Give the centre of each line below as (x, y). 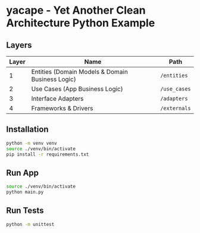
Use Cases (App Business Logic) (77, 89)
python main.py (25, 192)
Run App (23, 173)
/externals (176, 108)
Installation (27, 130)
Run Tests (25, 211)
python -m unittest (30, 224)
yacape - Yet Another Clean (76, 10)
